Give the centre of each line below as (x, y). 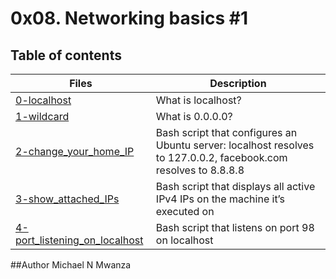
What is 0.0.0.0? (194, 116)
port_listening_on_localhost (79, 240)
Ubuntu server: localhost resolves (235, 145)
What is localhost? (198, 100)
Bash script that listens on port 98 (235, 227)
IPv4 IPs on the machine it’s (220, 199)
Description (238, 83)
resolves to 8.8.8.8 (200, 170)
